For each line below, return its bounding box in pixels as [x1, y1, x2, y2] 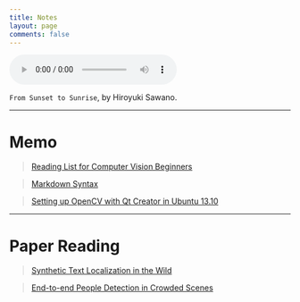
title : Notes [9, 13, 58, 22]
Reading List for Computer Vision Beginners [30, 162, 193, 172]
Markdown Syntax [30, 179, 98, 189]
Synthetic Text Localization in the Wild [30, 265, 172, 276]
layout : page [9, 21, 58, 30]
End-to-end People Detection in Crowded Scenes [30, 282, 214, 293]
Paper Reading [9, 236, 121, 256]
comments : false [9, 29, 70, 38]
